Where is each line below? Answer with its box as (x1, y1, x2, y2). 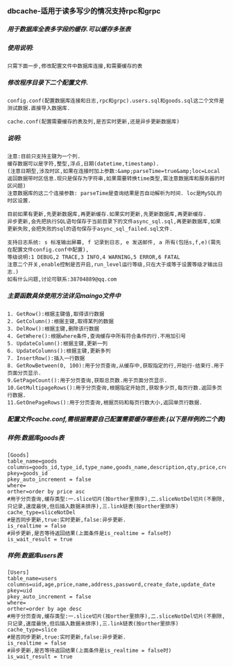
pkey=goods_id (7, 470, 49, 477)
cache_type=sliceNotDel (7, 509, 76, 516)
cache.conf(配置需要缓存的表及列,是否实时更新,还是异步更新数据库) (7, 118, 180, 126)
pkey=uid (7, 587, 33, 595)
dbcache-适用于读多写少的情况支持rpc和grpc (7, 6, 161, 15)
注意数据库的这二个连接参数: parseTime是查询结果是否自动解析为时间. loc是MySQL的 (7, 190, 223, 197)
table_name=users (7, 575, 58, 582)
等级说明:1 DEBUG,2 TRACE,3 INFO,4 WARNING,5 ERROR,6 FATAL (7, 254, 180, 261)
